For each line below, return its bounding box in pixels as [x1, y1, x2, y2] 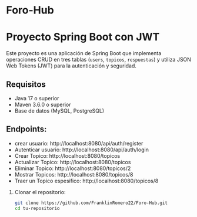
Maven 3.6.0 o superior [14, 101, 71, 108]
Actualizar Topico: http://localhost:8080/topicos [14, 158, 131, 165]
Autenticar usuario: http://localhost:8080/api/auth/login [14, 146, 149, 153]
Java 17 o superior [14, 94, 59, 101]
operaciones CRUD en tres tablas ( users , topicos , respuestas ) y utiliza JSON [6, 56, 191, 63]
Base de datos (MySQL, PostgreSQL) [14, 107, 105, 114]
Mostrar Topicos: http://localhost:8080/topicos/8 [14, 171, 133, 178]
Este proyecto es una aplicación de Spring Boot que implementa [6, 50, 162, 57]
